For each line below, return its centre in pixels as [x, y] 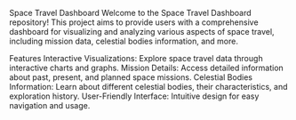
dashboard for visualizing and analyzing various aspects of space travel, [142, 32]
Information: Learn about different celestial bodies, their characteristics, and [148, 87]
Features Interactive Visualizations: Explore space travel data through [136, 58]
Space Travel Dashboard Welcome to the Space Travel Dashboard [130, 13]
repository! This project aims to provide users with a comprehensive [134, 22]
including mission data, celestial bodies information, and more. [124, 41]
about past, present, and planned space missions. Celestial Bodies [131, 77]
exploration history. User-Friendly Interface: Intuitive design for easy [134, 96]
